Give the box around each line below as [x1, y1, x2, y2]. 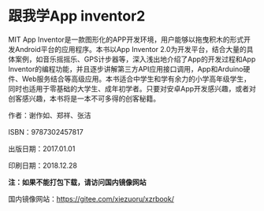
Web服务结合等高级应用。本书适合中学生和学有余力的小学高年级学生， [21, 74, 251, 83]
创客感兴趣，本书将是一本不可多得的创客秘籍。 [8, 94, 160, 103]
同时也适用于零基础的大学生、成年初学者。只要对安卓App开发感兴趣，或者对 [8, 83, 256, 93]
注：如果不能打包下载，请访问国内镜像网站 [8, 177, 147, 187]
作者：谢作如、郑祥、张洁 [8, 110, 91, 120]
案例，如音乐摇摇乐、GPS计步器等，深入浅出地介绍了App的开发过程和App [14, 54, 256, 64]
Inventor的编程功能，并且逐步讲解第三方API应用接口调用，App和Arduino [8, 64, 244, 73]
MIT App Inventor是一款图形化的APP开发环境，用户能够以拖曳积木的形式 [8, 35, 244, 44]
